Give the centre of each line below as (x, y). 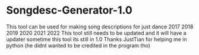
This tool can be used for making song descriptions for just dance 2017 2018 (100, 27)
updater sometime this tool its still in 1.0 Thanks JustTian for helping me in (97, 39)
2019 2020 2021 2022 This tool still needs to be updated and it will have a (96, 33)
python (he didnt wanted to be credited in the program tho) (78, 46)
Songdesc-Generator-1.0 (69, 10)
